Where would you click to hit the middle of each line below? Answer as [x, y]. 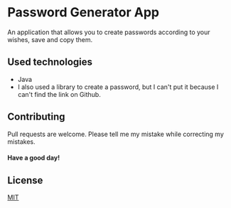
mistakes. [21, 141]
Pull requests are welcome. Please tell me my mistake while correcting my [116, 134]
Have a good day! [34, 158]
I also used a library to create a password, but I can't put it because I [118, 87]
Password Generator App [84, 12]
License [25, 180]
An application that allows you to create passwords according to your [109, 32]
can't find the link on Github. [59, 94]
